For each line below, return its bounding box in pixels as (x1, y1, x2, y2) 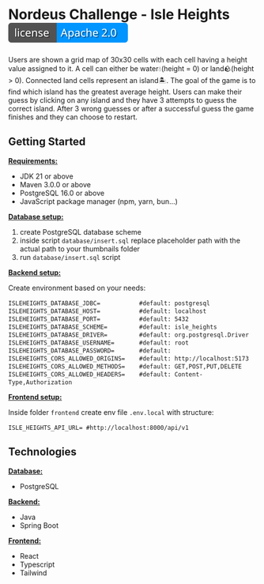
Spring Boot (19, 520, 59, 530)
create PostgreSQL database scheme (19, 227, 142, 236)
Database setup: (8, 212, 64, 221)
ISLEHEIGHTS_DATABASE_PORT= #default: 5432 (8, 315, 190, 323)
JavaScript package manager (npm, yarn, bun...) (19, 196, 178, 206)
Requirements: (8, 156, 58, 165)
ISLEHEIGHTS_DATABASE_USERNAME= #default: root (8, 338, 190, 347)
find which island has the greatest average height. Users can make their (8, 87, 243, 96)
